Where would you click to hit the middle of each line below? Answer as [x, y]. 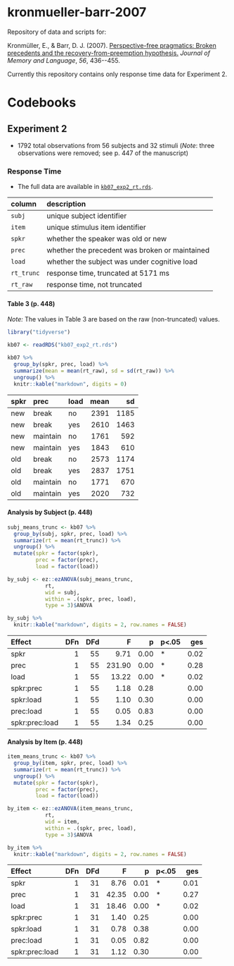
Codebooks [42, 103]
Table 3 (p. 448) [31, 303]
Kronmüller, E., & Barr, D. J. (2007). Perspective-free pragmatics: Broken [112, 45]
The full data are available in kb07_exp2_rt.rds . [85, 187]
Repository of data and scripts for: [57, 32]
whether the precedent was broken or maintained [128, 250]
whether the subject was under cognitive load [122, 262]
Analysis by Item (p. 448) [45, 742]
